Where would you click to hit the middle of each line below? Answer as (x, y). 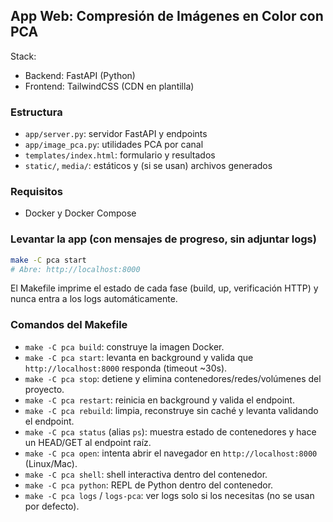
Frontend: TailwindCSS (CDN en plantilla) (109, 86)
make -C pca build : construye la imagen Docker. (124, 346)
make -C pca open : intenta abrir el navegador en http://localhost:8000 (171, 453)
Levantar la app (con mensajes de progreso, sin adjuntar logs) (163, 239)
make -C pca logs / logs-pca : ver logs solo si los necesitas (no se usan (169, 495)
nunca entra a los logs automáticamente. (94, 299)
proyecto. (44, 389)
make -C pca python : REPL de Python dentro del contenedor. (149, 485)
